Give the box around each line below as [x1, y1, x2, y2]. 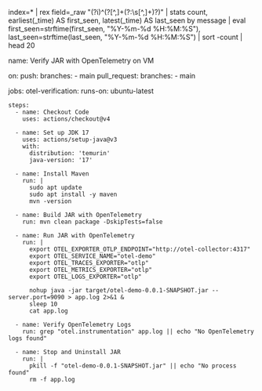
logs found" [8, 335, 47, 342]
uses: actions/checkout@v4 [22, 115, 111, 123]
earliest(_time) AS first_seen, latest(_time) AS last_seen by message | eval [8, 16, 246, 25]
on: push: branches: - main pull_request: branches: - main [8, 71, 196, 80]
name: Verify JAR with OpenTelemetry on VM [8, 56, 155, 65]
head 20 [8, 41, 35, 50]
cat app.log [28, 307, 68, 315]
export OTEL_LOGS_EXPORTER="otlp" [28, 273, 143, 281]
